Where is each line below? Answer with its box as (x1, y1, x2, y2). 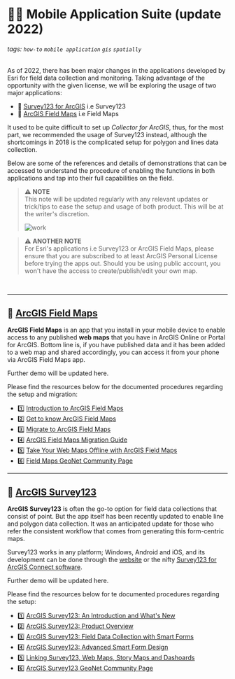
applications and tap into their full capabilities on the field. (7, 174, 174, 183)
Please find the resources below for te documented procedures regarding (7, 590, 220, 598)
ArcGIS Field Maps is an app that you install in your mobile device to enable (7, 325, 226, 335)
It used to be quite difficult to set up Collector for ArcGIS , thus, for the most (7, 123, 224, 132)
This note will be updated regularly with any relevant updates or (24, 195, 208, 204)
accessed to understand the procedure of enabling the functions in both (7, 167, 215, 175)
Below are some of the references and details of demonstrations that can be (7, 159, 227, 167)
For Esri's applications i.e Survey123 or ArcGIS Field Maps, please (24, 244, 215, 253)
